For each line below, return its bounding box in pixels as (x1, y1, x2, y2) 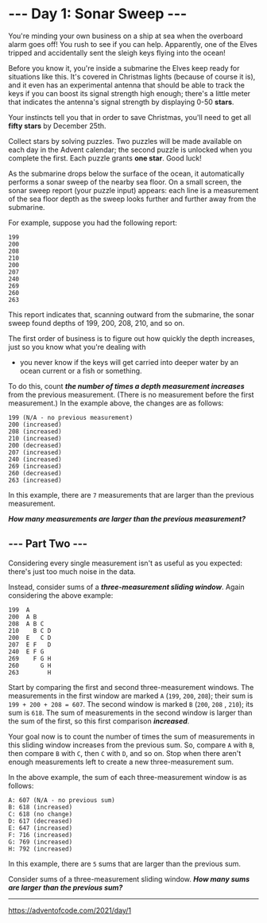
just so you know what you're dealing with (8, 342, 146, 351)
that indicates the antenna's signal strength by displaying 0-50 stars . (8, 97, 234, 107)
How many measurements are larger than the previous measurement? (8, 514, 246, 523)
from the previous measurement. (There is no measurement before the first (8, 390, 254, 399)
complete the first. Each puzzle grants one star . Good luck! (8, 153, 203, 163)
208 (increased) (8, 427, 62, 436)
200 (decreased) (8, 441, 62, 449)
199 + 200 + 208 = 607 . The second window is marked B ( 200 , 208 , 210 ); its (8, 699, 254, 708)
